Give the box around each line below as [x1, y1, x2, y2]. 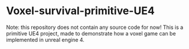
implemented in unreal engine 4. [6, 36, 84, 43]
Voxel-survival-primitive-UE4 [6, 4, 155, 18]
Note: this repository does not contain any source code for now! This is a [6, 24, 184, 31]
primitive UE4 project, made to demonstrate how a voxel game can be [6, 30, 176, 37]
